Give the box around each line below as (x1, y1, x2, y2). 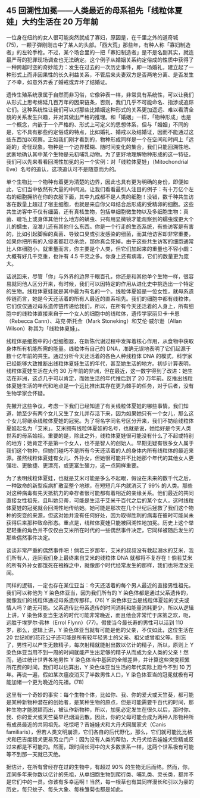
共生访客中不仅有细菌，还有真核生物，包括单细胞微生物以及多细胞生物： (6, 208, 183, 215)
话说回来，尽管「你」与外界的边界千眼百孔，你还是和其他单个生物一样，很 (6, 273, 189, 280)
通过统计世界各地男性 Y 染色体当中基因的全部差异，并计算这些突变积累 (16, 656, 190, 663)
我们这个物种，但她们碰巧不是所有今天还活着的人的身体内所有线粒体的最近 (6, 447, 189, 454)
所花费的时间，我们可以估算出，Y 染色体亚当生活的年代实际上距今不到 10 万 (6, 663, 192, 671)
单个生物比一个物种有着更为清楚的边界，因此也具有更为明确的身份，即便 (6, 178, 183, 185)
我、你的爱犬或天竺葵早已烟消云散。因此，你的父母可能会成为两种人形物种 (6, 713, 189, 721)
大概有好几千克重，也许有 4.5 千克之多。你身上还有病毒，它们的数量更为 (6, 253, 184, 260)
